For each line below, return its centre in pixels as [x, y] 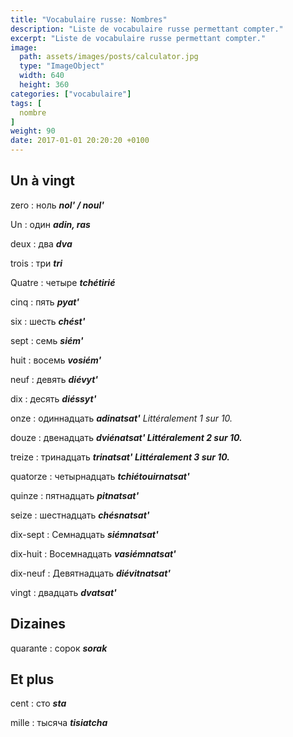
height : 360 [44, 85]
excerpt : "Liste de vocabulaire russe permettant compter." [138, 38]
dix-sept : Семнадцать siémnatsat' [84, 534]
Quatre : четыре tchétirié [63, 282]
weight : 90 [33, 131]
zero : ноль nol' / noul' [57, 205]
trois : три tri [36, 263]
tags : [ [26, 103]
